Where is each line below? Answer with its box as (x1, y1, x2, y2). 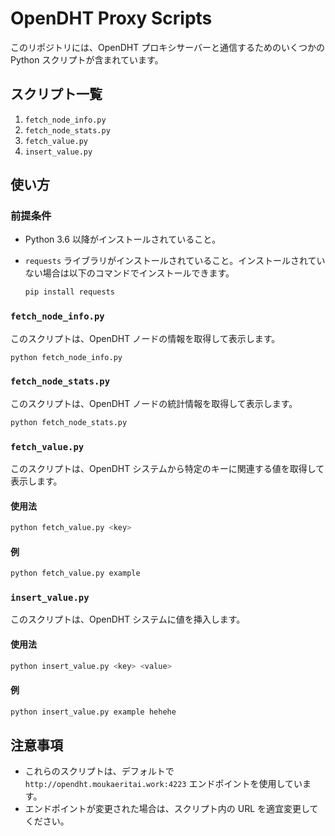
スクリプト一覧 (10, 86, 103, 103)
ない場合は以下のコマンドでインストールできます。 (24, 267, 235, 279)
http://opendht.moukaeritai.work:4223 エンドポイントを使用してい (24, 778, 303, 790)
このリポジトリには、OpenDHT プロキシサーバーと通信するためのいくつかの (10, 41, 326, 53)
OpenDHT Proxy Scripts (10, 7, 213, 30)
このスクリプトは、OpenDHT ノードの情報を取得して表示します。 (10, 332, 281, 344)
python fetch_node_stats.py (10, 417, 128, 427)
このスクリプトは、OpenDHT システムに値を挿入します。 (10, 613, 246, 626)
